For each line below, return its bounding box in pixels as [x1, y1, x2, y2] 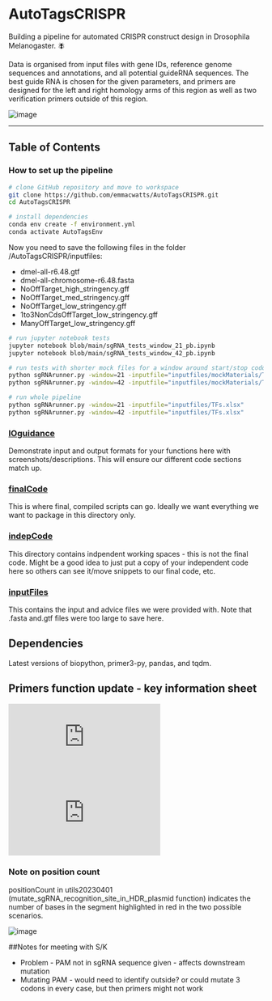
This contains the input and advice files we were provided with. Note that [8, 604, 253, 614]
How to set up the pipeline [8, 165, 113, 176]
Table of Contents [8, 141, 101, 155]
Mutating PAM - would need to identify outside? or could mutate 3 [19, 974, 240, 984]
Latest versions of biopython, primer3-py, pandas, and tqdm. [8, 658, 212, 668]
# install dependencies [8, 213, 89, 221]
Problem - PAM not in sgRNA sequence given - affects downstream [19, 957, 245, 967]
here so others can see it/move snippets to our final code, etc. [8, 566, 216, 575]
